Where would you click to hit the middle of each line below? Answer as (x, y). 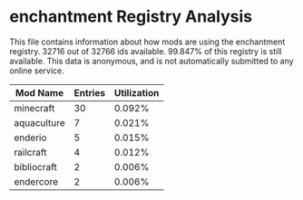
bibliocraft (35, 167)
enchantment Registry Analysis (131, 17)
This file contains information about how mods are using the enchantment (147, 42)
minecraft (34, 108)
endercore (36, 181)
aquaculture (39, 122)
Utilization (137, 92)
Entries (90, 92)
